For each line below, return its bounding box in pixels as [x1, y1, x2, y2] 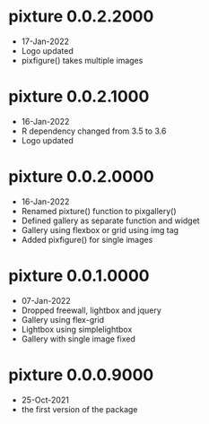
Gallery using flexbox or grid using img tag [21, 224, 179, 235]
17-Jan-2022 [21, 36, 69, 47]
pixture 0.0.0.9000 [8, 365, 154, 385]
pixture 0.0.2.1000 [8, 87, 150, 107]
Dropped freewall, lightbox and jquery [21, 305, 162, 316]
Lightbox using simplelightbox [21, 324, 133, 334]
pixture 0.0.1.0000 [8, 266, 150, 286]
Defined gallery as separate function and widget [21, 215, 200, 226]
